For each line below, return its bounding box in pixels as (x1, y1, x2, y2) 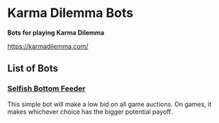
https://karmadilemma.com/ (7, 42, 89, 50)
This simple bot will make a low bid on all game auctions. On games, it (7, 100, 212, 108)
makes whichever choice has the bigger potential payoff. (7, 107, 173, 116)
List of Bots (7, 62, 59, 75)
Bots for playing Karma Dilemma (7, 28, 105, 37)
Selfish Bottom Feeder (7, 83, 86, 93)
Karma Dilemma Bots (7, 5, 133, 21)
